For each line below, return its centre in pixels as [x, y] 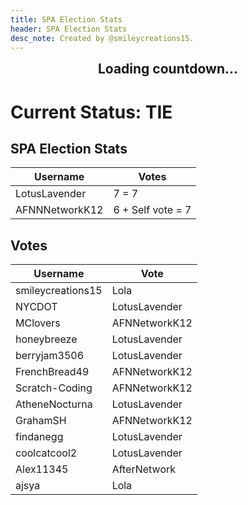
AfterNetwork [144, 469]
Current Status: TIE [91, 112]
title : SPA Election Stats [66, 19]
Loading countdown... [168, 69]
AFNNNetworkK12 [59, 210]
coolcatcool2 [46, 453]
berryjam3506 [50, 356]
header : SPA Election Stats [69, 29]
